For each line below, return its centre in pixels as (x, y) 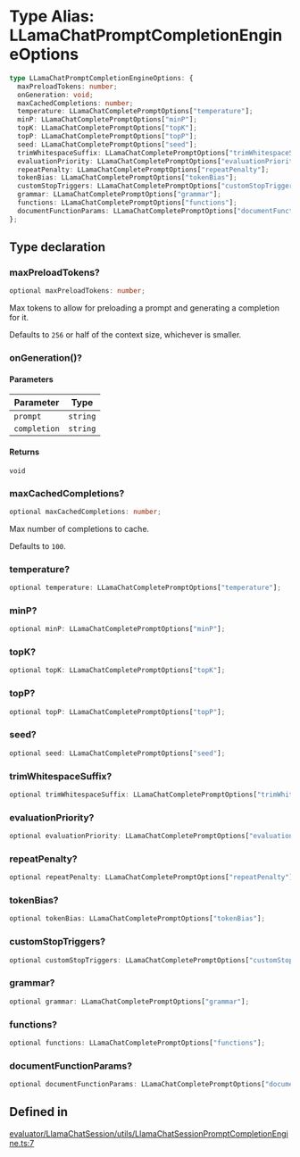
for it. (19, 318)
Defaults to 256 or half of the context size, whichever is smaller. (125, 335)
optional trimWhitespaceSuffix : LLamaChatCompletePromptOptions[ (133, 795)
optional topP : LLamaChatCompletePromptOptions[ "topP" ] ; (117, 712)
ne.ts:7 (22, 1143)
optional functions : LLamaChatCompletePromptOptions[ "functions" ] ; (137, 1043)
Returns (25, 452)
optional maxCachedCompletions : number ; (86, 512)
